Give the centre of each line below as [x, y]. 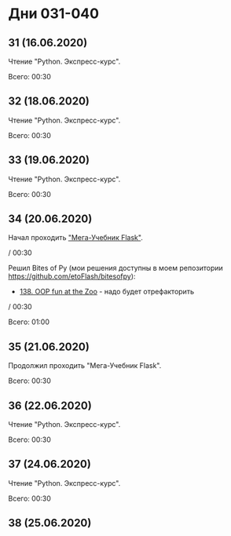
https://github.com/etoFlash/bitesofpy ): [72, 276]
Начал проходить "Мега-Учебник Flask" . [75, 238]
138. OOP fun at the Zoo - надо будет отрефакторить [107, 292]
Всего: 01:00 [29, 322]
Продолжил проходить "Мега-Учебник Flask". [85, 366]
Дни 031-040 [54, 14]
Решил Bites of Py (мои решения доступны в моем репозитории [116, 268]
